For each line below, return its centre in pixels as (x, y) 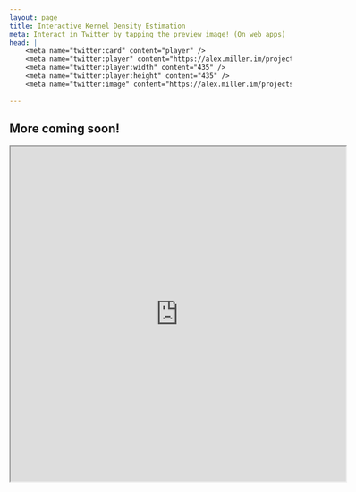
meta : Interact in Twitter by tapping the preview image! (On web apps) (148, 34)
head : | (24, 42)
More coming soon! (65, 128)
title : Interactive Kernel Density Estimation (97, 26)
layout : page (34, 17)
